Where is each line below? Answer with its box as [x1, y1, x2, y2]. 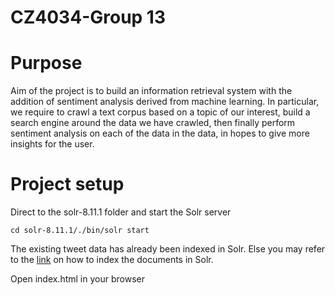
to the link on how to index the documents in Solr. [10, 254, 214, 266]
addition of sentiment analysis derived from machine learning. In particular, [10, 96, 320, 108]
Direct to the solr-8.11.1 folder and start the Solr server [10, 206, 232, 218]
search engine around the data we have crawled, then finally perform [10, 117, 296, 129]
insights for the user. [10, 138, 95, 150]
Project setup [10, 173, 125, 196]
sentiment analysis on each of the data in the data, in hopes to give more [10, 127, 310, 140]
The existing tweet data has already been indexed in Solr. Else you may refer [10, 243, 326, 255]
